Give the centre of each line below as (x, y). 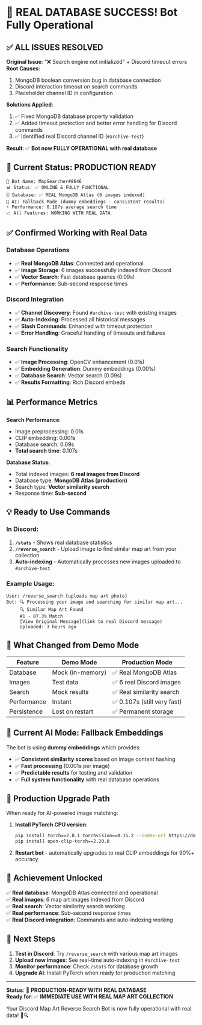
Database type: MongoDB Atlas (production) (71, 480)
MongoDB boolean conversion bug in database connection (88, 80)
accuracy (26, 859)
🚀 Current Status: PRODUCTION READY (81, 168)
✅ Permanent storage (143, 711)
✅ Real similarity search (146, 692)
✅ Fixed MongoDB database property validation (74, 116)
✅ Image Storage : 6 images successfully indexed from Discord (93, 270)
